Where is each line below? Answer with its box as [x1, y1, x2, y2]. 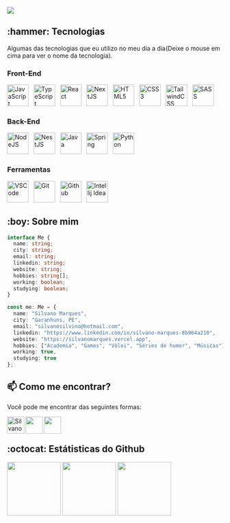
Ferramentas [7, 165, 51, 174]
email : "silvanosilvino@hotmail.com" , [13, 323, 125, 329]
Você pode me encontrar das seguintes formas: [7, 402, 142, 411]
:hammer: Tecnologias [7, 26, 105, 38]
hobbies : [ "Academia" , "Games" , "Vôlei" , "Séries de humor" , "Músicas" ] [13, 342, 225, 349]
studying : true [13, 355, 57, 362]
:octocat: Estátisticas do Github [7, 443, 145, 455]
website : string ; [13, 266, 63, 272]
